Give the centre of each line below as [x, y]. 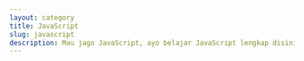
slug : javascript [42, 34]
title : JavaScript [44, 26]
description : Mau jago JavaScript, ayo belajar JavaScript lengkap [139, 43]
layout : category [42, 17]
